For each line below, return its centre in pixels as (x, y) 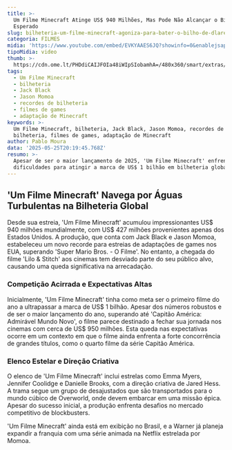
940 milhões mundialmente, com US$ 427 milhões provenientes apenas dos (116, 230)
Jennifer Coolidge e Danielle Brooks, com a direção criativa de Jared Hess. (114, 384)
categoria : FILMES (33, 39)
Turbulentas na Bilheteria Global (78, 206)
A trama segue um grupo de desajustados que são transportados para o (110, 391)
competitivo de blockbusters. (49, 413)
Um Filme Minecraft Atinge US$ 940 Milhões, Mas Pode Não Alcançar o (115, 20)
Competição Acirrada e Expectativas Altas (80, 285)
